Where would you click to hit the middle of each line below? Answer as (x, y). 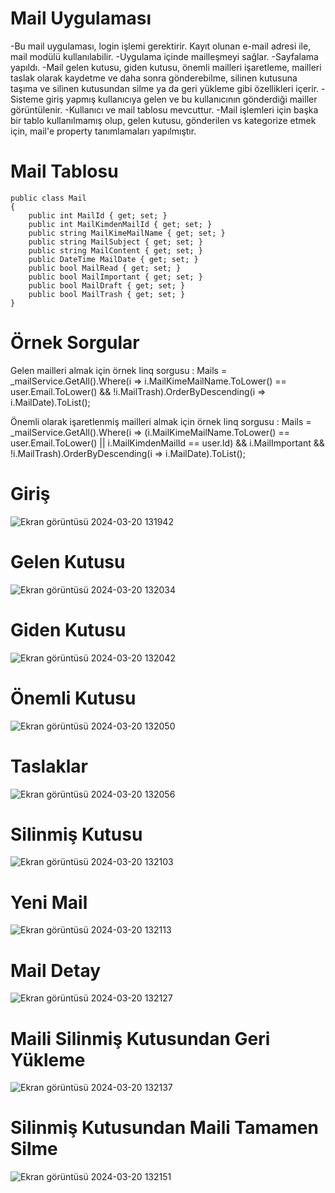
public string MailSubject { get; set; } (115, 242)
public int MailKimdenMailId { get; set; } (120, 224)
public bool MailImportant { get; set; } (115, 277)
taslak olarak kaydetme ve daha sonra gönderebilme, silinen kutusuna (154, 78)
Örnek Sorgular (75, 343)
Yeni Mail (49, 902)
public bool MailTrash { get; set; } (107, 294)
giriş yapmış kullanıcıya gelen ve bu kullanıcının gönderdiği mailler (181, 99)
